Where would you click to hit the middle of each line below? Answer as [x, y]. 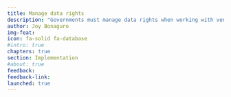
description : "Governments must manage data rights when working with [110, 20]
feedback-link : [29, 77]
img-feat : [21, 32]
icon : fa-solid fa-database [47, 39]
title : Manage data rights [46, 13]
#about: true [26, 64]
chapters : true [29, 52]
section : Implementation [43, 58]
